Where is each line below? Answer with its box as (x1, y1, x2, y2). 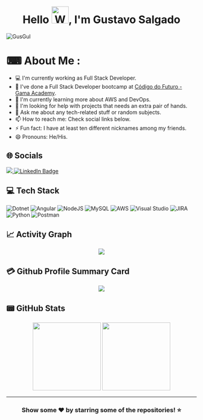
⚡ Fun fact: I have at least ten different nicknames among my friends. (14, 124, 187, 132)
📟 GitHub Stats (6, 303, 65, 313)
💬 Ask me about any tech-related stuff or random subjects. (14, 109, 162, 116)
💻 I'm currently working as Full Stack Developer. (14, 74, 137, 81)
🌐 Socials (6, 151, 43, 161)
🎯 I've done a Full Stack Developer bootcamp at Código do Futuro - (14, 83, 182, 90)
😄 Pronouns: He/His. (14, 133, 68, 140)
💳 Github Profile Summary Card (6, 266, 130, 276)
